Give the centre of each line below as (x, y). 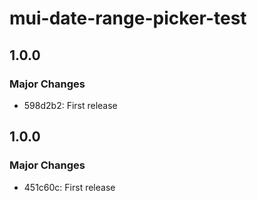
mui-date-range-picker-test (128, 18)
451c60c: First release (69, 187)
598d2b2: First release (70, 105)
